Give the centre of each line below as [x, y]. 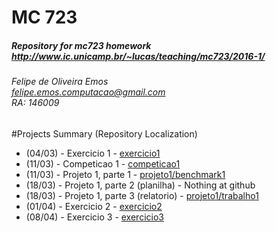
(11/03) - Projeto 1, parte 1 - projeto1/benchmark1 [125, 174]
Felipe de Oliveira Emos [60, 82]
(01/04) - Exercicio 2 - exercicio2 [94, 206]
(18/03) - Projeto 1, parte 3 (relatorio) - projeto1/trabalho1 [142, 195]
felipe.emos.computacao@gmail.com [88, 92]
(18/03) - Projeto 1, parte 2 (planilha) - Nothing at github [140, 185]
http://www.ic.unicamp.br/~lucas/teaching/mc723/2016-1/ [138, 56]
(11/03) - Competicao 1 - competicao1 [103, 163]
